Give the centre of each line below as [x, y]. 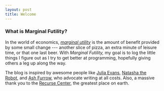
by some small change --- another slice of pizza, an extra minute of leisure [81, 47]
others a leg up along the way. [36, 63]
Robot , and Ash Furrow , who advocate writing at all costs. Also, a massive [80, 78]
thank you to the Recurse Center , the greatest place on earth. [67, 83]
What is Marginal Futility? [36, 31]
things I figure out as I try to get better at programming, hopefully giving [78, 58]
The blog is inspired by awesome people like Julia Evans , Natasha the [76, 72]
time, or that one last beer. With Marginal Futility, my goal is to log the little [81, 53]
